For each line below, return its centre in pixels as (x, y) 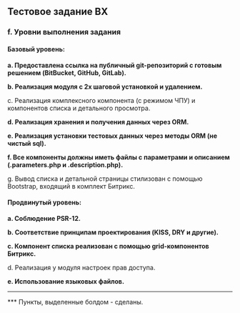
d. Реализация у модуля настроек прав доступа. (81, 267)
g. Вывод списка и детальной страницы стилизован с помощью (105, 179)
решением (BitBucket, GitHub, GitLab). (67, 73)
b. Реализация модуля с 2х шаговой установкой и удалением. (105, 86)
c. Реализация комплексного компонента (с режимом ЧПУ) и (101, 100)
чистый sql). (27, 143)
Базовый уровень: (36, 49)
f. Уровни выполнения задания (64, 32)
